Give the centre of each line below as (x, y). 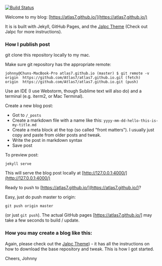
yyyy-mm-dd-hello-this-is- (131, 121)
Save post (22, 145)
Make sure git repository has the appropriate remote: (58, 65)
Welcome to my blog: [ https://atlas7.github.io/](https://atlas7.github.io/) (76, 17)
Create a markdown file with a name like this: (57, 120)
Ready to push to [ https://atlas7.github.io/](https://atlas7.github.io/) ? (73, 188)
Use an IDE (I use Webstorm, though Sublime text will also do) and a (73, 91)
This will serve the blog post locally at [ (44, 173)
